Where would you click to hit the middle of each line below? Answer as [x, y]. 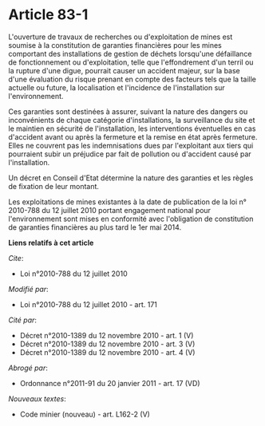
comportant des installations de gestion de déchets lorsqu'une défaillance [130, 53]
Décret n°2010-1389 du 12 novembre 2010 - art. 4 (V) [107, 352]
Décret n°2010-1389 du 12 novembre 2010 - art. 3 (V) [107, 344]
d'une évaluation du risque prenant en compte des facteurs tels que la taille [132, 79]
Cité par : [23, 320]
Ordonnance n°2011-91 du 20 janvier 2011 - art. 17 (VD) [110, 383]
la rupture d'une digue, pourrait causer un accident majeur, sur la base [125, 70]
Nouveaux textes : [37, 398]
